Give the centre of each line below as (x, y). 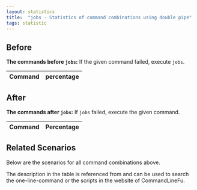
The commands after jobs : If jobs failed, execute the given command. (93, 112)
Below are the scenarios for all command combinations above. (83, 162)
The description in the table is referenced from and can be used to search (98, 174)
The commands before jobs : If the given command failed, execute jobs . (95, 62)
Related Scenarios (41, 148)
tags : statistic (26, 23)
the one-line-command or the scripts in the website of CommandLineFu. (95, 180)
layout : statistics (31, 12)
